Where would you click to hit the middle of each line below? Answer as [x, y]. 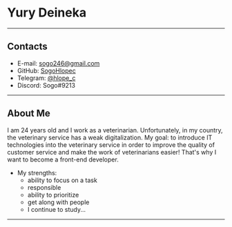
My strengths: [37, 172]
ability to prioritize [53, 195]
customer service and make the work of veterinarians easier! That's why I [112, 152]
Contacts [28, 47]
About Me [29, 113]
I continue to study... [57, 209]
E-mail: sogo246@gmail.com [58, 63]
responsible [44, 187]
